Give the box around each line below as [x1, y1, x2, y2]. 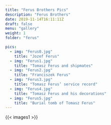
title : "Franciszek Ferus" [14, 72, 71, 78]
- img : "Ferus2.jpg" [10, 68, 53, 73]
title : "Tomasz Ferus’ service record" [14, 82, 98, 87]
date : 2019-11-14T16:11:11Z [5, 17, 64, 22]
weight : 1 [5, 31, 26, 36]
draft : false [5, 21, 33, 27]
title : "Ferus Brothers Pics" [5, 7, 69, 13]
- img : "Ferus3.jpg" [10, 77, 53, 82]
